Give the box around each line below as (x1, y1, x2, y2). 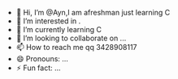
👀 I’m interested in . (15, 16, 81, 26)
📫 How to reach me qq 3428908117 (15, 43, 137, 52)
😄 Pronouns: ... (15, 54, 69, 64)
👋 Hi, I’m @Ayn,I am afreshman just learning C (15, 8, 171, 17)
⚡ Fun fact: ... (15, 63, 61, 73)
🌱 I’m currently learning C (15, 25, 102, 34)
